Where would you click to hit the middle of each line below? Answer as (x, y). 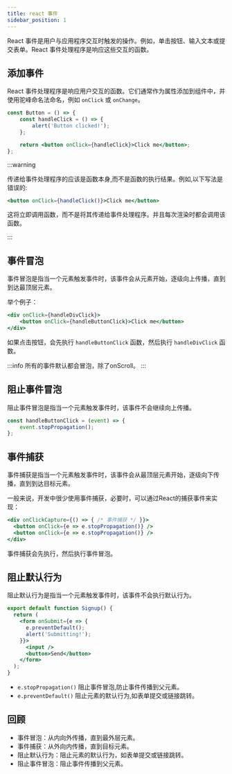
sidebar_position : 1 (37, 20)
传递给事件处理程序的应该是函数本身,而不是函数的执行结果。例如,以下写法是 (115, 179)
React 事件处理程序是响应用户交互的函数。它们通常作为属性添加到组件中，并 (116, 91)
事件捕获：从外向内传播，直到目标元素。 (75, 746)
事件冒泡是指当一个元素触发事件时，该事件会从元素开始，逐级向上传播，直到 (116, 279)
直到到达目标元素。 (46, 484)
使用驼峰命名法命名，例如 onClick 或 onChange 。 (75, 100)
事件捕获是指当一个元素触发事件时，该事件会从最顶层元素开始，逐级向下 (110, 475)
